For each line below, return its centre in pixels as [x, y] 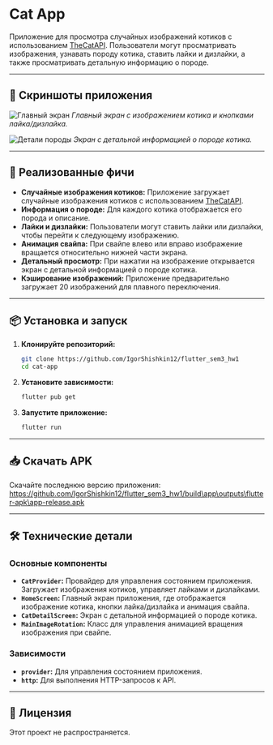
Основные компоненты [58, 563]
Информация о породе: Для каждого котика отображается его [131, 209]
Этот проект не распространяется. [70, 732]
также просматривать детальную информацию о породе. [109, 62]
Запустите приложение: [64, 413]
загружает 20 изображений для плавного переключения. [121, 287]
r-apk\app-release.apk [47, 502]
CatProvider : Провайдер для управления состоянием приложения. [136, 581]
